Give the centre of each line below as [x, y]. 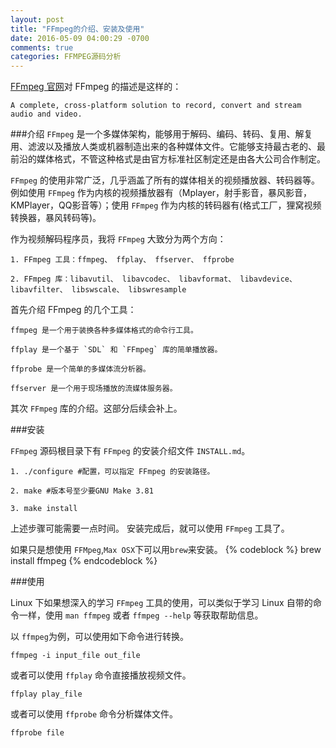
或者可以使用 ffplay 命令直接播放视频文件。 [101, 675]
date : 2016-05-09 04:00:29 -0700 [80, 38]
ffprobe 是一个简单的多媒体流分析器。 [80, 369]
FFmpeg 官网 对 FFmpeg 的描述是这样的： [96, 87]
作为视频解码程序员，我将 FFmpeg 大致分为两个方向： [118, 239]
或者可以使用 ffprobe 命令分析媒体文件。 [94, 714]
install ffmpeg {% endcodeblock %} [84, 561]
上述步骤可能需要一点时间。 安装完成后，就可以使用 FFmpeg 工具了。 [150, 528]
